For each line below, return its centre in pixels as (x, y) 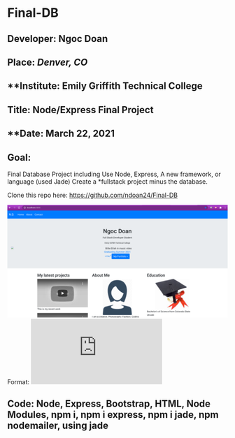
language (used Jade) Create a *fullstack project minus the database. (108, 181)
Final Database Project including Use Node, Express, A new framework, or (114, 174)
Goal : (19, 158)
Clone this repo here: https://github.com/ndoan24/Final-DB (93, 195)
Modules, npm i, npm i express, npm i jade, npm (113, 415)
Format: (19, 381)
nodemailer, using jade (58, 426)
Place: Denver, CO (48, 62)
